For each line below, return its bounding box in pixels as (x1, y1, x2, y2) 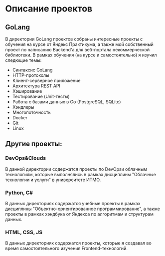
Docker (12, 115, 28, 120)
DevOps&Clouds (5, 155, 46, 162)
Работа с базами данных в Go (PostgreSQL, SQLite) (12, 99, 121, 105)
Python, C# (5, 189, 33, 196)
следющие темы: (5, 57, 42, 63)
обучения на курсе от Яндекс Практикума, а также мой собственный (5, 41, 154, 47)
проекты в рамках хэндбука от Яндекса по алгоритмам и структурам (5, 211, 154, 217)
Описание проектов (5, 3, 93, 14)
